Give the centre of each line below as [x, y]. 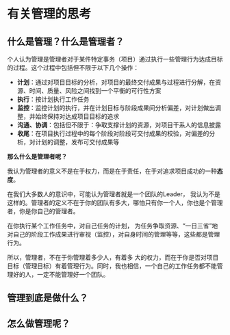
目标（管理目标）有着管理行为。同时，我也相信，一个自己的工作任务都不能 [112, 266]
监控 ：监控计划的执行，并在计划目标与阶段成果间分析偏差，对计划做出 [116, 108]
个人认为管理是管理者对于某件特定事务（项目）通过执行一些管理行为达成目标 [115, 59]
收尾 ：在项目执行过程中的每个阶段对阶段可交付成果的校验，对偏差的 [113, 133]
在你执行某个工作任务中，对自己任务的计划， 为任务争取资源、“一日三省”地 [113, 226]
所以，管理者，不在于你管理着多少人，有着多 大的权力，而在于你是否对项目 [113, 257]
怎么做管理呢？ [39, 323]
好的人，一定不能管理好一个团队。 [61, 274]
